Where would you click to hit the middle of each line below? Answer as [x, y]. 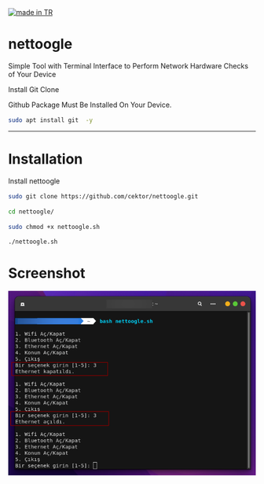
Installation [46, 159]
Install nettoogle [34, 181]
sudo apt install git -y [50, 120]
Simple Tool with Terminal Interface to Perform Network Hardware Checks [128, 65]
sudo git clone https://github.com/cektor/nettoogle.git [103, 196]
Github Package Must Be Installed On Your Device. [90, 105]
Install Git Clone [34, 89]
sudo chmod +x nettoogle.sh [54, 227]
